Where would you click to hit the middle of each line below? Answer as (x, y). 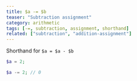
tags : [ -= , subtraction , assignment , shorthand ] (68, 28)
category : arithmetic (33, 23)
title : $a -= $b (26, 12)
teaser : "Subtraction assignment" (49, 17)
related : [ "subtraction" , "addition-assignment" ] (69, 34)
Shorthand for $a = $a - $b (40, 51)
